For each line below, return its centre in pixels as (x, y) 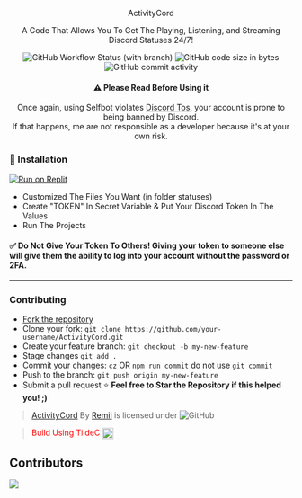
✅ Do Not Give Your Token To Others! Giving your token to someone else (147, 245)
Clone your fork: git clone (71, 329)
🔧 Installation (39, 159)
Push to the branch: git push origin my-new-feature (120, 375)
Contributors (46, 462)
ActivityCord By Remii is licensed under (104, 415)
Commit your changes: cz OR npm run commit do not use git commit (147, 365)
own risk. (151, 136)
